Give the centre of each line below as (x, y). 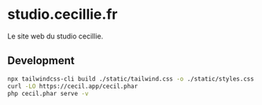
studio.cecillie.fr (63, 14)
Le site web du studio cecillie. (55, 36)
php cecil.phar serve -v (48, 93)
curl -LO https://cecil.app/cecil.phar (73, 86)
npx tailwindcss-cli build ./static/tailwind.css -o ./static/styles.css (131, 79)
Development (41, 61)
